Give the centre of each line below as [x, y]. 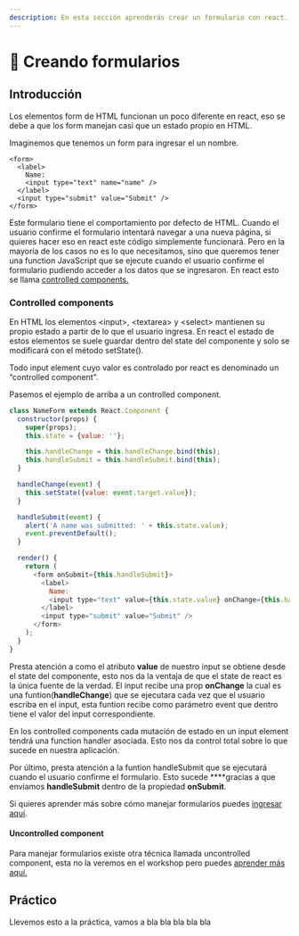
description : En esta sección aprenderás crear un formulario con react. [149, 17]
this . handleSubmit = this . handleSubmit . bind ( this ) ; [123, 460]
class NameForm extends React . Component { [89, 410]
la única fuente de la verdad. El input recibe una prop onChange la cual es [145, 685]
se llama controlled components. [69, 279]
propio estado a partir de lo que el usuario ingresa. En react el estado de [142, 331]
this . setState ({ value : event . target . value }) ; [111, 493]
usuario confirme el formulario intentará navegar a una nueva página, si [140, 232]
